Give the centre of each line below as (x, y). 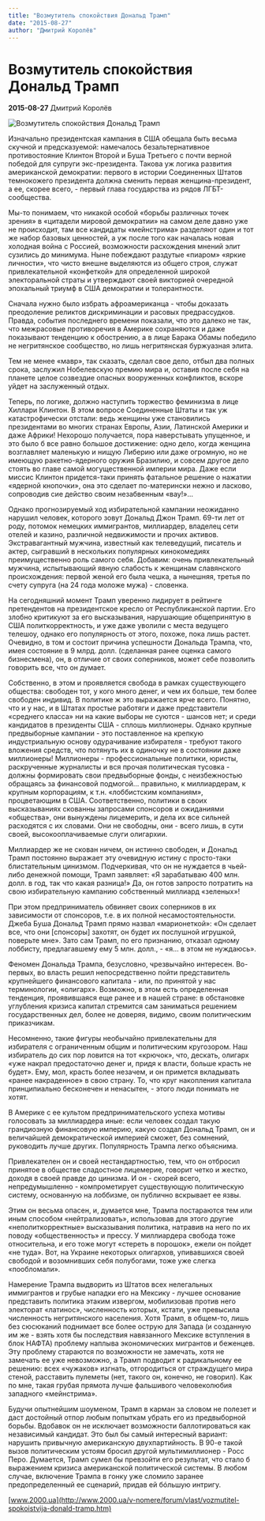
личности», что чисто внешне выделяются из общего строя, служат (123, 263)
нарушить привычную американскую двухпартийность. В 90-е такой (125, 1443)
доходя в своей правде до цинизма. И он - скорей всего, (105, 1179)
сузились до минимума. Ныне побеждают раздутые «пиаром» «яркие (127, 255)
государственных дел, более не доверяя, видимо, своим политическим (130, 1015)
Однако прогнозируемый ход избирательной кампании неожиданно (123, 509)
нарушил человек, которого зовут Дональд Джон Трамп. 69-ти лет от (127, 518)
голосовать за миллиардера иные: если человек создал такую (114, 1121)
